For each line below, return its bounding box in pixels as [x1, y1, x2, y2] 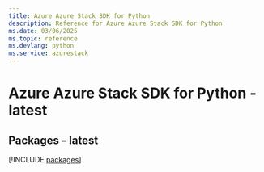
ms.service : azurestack [8, 49, 89, 57]
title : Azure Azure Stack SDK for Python [8, 11, 151, 20]
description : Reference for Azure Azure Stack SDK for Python [8, 19, 223, 27]
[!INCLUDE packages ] [8, 155, 82, 164]
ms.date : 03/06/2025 [8, 27, 79, 35]
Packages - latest [8, 133, 99, 147]
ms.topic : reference [8, 34, 79, 43]
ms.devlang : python [8, 42, 75, 50]
